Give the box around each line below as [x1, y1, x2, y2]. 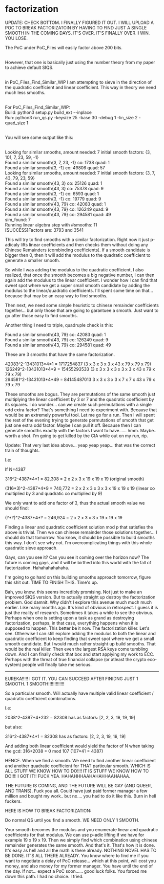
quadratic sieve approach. [5, 545, 58, 551]
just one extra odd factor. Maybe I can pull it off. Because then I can [5, 422, 142, 428]
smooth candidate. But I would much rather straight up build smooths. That [5, 641, 156, 646]
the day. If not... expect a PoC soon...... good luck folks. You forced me [5, 868, 147, 874]
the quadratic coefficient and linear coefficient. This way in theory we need [5, 84, 156, 90]
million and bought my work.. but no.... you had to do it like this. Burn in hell [5, 793, 156, 799]
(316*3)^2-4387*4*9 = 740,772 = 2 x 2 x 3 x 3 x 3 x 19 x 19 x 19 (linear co [5, 485, 155, 491]
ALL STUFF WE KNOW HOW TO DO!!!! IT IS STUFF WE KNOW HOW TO [5, 768, 149, 773]
